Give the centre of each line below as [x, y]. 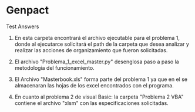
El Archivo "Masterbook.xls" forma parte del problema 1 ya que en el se [101, 79]
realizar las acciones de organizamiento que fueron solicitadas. [91, 50]
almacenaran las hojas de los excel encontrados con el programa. [94, 85]
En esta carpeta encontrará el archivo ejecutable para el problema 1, [97, 38]
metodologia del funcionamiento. [55, 67]
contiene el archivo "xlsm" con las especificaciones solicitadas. [91, 103]
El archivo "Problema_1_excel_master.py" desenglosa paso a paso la [97, 62]
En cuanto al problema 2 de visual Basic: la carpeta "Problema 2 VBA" [99, 97]
